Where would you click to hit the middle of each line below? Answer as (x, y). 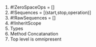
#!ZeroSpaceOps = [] (32, 7)
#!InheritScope (26, 23)
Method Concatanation (34, 34)
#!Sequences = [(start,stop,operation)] (51, 12)
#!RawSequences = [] (33, 18)
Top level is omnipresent (36, 39)
